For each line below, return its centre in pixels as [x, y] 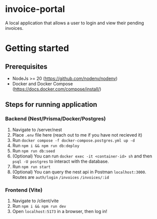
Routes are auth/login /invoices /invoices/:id [61, 177]
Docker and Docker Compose [43, 83]
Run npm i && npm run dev [39, 206]
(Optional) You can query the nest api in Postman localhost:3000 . [79, 172]
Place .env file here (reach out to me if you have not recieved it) [77, 135]
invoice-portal [35, 9]
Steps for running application [51, 105]
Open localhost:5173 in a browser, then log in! [60, 211]
